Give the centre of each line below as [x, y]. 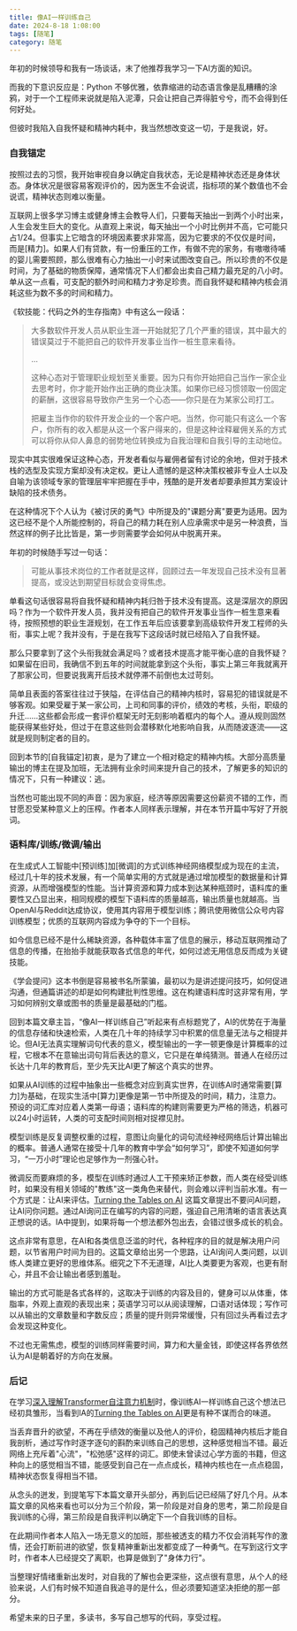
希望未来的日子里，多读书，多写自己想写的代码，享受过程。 [118, 1618]
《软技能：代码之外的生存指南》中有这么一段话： [98, 312]
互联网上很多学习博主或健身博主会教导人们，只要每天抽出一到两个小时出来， [148, 215]
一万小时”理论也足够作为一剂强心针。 [95, 1158]
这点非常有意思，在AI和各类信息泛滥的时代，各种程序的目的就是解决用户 [141, 1241]
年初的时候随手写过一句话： [60, 552]
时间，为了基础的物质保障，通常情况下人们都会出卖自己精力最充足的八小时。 [148, 270]
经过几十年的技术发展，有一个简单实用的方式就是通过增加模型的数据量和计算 [148, 876]
